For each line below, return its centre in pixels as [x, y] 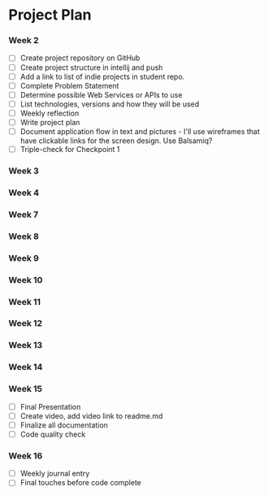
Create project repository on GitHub [80, 58]
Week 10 [26, 280]
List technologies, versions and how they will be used [110, 104]
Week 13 [26, 345]
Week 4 [24, 193]
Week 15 [26, 389]
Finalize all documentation [64, 425]
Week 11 [25, 302]
